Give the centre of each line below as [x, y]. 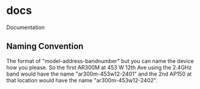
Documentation [26, 27]
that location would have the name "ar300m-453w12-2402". [82, 80]
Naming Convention [45, 46]
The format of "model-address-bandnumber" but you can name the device [100, 61]
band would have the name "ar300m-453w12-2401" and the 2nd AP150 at [99, 74]
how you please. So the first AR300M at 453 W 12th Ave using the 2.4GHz [99, 67]
